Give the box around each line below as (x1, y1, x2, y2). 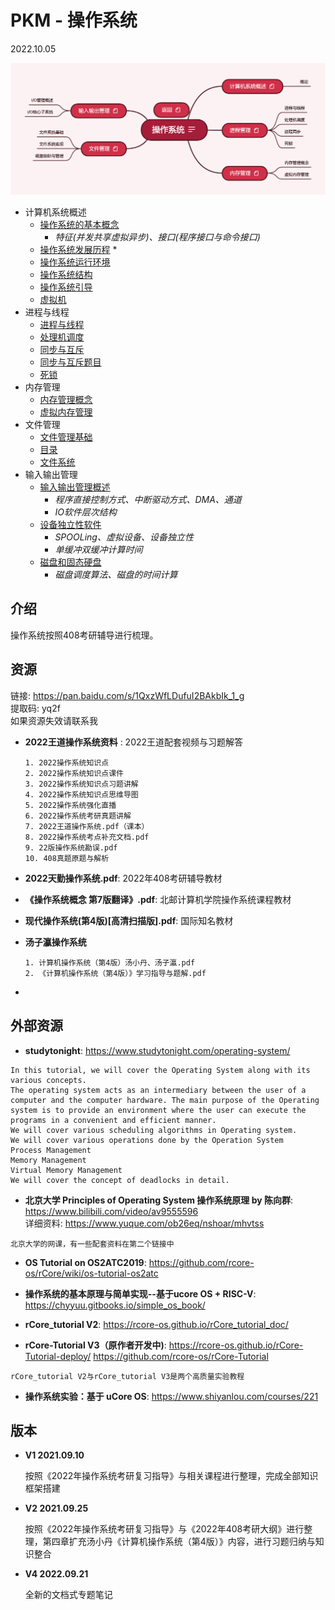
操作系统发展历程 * (39, 244, 118, 256)
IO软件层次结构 (54, 506, 117, 518)
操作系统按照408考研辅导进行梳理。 (10, 629, 159, 641)
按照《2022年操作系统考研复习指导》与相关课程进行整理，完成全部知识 (24, 1470, 319, 1482)
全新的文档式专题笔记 (24, 1589, 113, 1601)
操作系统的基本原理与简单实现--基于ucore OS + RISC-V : (24, 1287, 257, 1300)
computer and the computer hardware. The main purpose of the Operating (10, 1095, 320, 1105)
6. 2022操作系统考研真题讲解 (24, 811, 132, 821)
